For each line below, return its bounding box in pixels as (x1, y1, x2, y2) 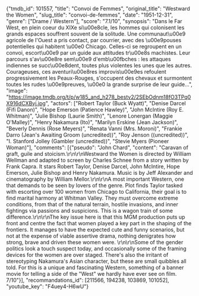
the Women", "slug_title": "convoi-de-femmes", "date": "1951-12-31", (6, 11, 173, 18)
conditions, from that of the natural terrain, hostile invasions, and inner (6, 201, 178, 207)
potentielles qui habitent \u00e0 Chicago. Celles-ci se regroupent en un (6, 43, 182, 50)
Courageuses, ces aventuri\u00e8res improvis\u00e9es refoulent (6, 68, 166, 75)
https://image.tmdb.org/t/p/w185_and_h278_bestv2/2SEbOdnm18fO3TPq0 (8, 93, 191, 100)
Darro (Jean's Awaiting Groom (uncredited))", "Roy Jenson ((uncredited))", (6, 131, 189, 138)
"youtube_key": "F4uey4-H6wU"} (6, 283, 89, 290)
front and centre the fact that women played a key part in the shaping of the (6, 220, 192, 226)
